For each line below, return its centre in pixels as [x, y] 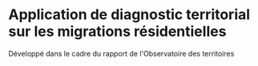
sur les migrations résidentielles [117, 31]
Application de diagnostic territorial [129, 15]
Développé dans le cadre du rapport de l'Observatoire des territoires [121, 53]
